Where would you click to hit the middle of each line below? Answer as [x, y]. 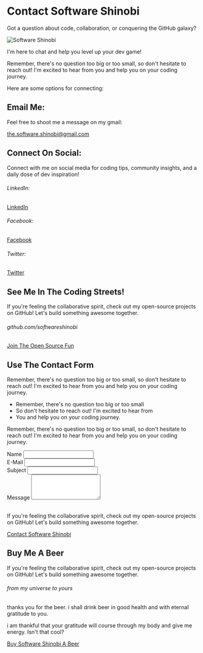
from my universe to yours [40, 588]
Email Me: [26, 108]
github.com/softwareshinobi [42, 326]
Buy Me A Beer [36, 553]
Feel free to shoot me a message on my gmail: [65, 122]
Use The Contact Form [50, 365]
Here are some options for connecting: [55, 88]
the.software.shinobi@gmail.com [48, 134]
